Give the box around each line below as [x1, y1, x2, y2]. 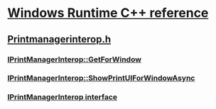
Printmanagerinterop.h [7, 33, 112, 45]
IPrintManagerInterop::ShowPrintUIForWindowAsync [7, 73, 195, 83]
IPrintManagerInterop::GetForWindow [7, 54, 142, 64]
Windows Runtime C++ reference [7, 5, 209, 21]
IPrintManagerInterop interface [7, 92, 118, 102]
